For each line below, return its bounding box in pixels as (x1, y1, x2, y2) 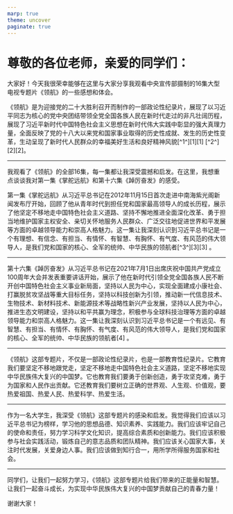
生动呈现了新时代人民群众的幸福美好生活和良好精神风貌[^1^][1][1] (19, 138, 204, 146)
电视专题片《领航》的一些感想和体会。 (7, 88, 116, 97)
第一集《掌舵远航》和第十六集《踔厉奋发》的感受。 (37, 176, 184, 185)
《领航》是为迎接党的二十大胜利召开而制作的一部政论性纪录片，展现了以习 (7, 103, 220, 111)
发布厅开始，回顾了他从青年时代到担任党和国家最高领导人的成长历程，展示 (12, 199, 226, 208)
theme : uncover (7, 17, 51, 24)
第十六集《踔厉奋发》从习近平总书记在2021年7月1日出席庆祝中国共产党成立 (7, 265, 222, 273)
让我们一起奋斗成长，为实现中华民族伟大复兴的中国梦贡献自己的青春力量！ (7, 484, 220, 493)
